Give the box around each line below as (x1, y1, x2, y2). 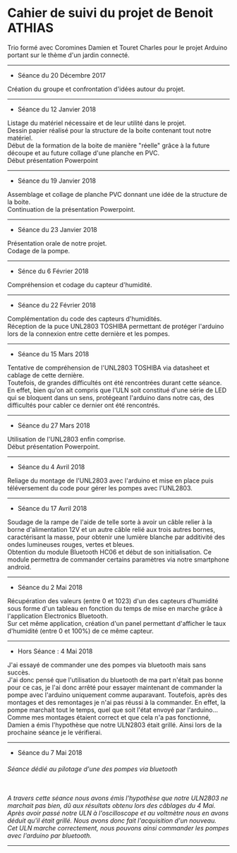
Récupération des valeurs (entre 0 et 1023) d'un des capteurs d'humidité (7, 596, 219, 605)
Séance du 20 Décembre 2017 (17, 71, 106, 79)
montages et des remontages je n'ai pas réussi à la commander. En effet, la (7, 698, 226, 706)
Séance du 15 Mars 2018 (17, 349, 90, 358)
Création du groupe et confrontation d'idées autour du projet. (7, 85, 186, 93)
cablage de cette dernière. (7, 370, 85, 379)
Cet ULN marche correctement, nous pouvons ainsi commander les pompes (7, 824, 229, 833)
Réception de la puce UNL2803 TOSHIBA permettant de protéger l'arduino (7, 322, 224, 330)
